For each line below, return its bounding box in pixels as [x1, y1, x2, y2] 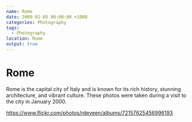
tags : [6, 25, 19, 31]
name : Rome [6, 8, 33, 15]
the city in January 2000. [6, 97, 67, 105]
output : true [6, 41, 38, 47]
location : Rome [6, 36, 43, 41]
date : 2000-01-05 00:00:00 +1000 [6, 14, 88, 20]
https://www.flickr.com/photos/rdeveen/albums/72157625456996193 [6, 109, 173, 116]
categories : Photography [6, 19, 67, 25]
